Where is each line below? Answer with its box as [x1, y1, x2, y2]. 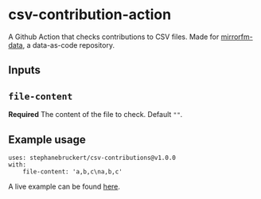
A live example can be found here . [8, 181, 121, 191]
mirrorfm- [220, 32, 253, 41]
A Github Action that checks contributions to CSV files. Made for [8, 32, 220, 41]
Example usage [8, 133, 86, 146]
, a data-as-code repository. [22, 40, 115, 49]
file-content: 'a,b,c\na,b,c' [22, 167, 123, 176]
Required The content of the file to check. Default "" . [8, 110, 183, 119]
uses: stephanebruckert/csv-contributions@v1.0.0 [8, 154, 177, 162]
